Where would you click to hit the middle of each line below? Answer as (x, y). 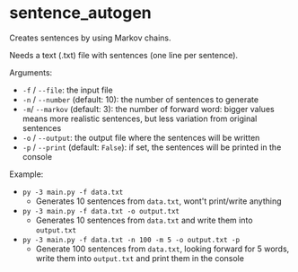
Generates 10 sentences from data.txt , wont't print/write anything (158, 201)
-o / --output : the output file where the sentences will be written (141, 137)
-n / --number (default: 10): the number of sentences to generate (140, 99)
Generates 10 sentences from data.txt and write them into (144, 220)
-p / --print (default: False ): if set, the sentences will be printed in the (152, 147)
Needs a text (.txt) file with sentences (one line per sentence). (124, 55)
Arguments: (31, 72)
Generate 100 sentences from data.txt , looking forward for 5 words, (162, 249)
